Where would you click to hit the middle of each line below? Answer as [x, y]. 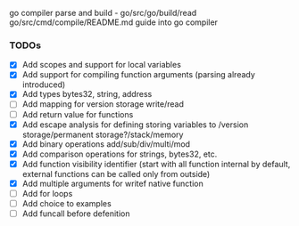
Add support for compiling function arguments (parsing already [139, 75]
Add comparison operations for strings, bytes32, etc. [120, 154]
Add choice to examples [66, 203]
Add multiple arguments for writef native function [112, 183]
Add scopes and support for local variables [101, 65]
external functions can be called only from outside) [116, 174]
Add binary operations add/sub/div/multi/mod [106, 144]
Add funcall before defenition [76, 214]
